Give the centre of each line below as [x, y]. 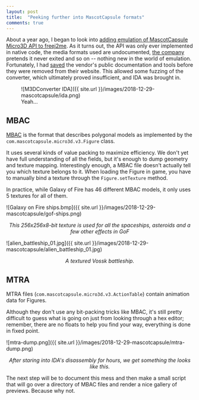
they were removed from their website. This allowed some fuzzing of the [95, 71]
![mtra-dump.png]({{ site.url [40, 342]
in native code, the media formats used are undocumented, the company [95, 52]
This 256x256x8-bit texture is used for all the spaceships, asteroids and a [100, 225]
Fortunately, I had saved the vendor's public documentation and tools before [100, 65]
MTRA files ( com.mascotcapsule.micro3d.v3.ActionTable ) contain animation [98, 294]
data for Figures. [26, 300]
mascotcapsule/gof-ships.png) [44, 214]
